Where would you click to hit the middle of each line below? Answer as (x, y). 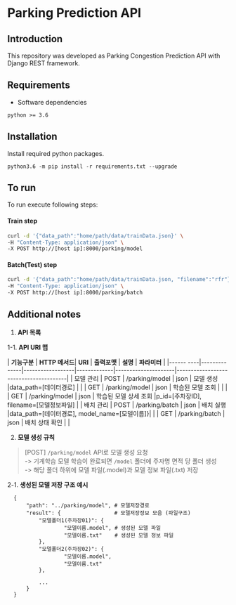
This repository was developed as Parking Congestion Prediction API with (114, 56)
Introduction (35, 39)
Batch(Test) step (32, 264)
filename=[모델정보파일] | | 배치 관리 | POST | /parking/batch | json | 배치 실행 (117, 405)
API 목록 (29, 332)
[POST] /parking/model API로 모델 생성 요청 (86, 452)
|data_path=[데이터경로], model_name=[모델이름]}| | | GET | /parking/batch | (116, 413)
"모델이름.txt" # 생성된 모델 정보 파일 (119, 535)
